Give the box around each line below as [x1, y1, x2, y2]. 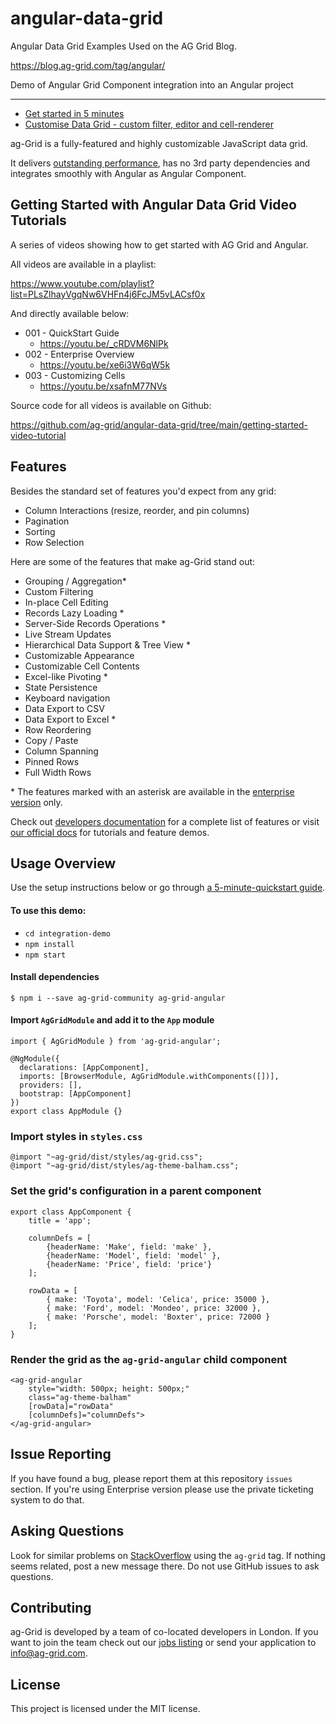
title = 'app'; [28, 1215, 92, 1226]
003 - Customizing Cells [24, 369, 126, 381]
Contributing [10, 1599, 92, 1616]
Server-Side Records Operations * [24, 617, 167, 629]
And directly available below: [10, 307, 130, 319]
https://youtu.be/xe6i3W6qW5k [39, 358, 171, 371]
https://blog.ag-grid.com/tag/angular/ [10, 59, 166, 71]
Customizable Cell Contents [24, 660, 140, 672]
